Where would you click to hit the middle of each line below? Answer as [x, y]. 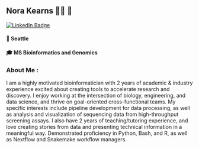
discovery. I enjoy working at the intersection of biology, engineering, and [96, 96]
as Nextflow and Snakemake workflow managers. [67, 140]
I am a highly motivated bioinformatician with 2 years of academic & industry [99, 83]
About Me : [22, 70]
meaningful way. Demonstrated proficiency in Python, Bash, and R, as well [97, 133]
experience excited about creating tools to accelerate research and [88, 89]
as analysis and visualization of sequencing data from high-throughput [92, 114]
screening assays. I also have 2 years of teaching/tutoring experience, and [97, 121]
